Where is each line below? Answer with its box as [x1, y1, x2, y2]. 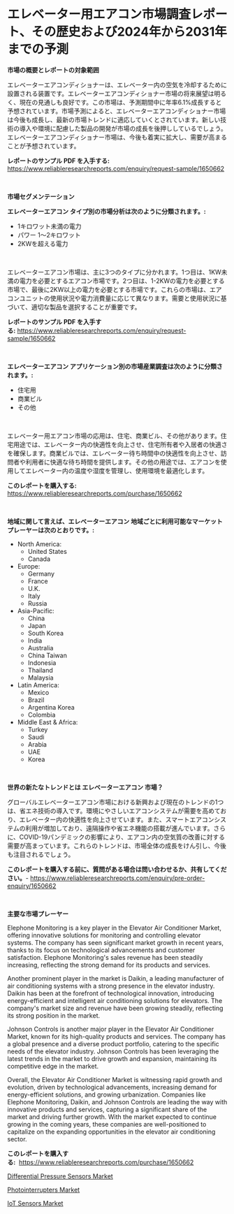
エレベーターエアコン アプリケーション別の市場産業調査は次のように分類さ [7, 362, 224, 370]
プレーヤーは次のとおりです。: [7, 525, 95, 534]
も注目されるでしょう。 [7, 850, 75, 858]
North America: [17, 539, 61, 548]
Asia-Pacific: [17, 606, 54, 615]
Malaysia [27, 673, 54, 682]
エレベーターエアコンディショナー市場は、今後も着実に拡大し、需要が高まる [7, 133, 228, 141]
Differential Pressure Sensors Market [7, 1171, 113, 1180]
